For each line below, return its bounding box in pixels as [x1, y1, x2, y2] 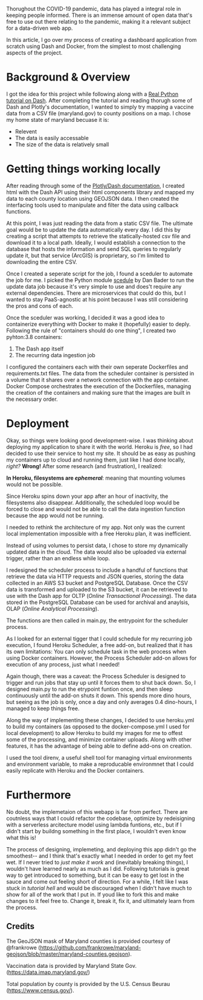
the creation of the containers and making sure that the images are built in [6, 389, 191, 396]
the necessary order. [6, 395, 59, 403]
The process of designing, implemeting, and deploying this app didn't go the [6, 845, 196, 853]
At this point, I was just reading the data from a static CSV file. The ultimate [6, 220, 193, 227]
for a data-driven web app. [6, 24, 73, 32]
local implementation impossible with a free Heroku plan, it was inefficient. [6, 530, 192, 537]
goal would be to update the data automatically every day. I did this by [6, 226, 181, 233]
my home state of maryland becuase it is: [6, 116, 109, 123]
